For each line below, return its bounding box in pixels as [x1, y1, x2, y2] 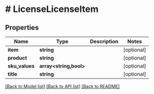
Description [89, 38, 118, 45]
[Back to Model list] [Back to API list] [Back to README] [5, 84, 120, 89]
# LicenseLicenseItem [5, 3, 99, 15]
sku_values [7, 63, 35, 69]
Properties [5, 23, 39, 32]
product [7, 55, 27, 61]
